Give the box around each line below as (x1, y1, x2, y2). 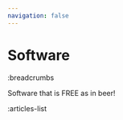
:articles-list (7, 103, 47, 113)
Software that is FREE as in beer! (7, 88, 116, 98)
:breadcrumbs (7, 73, 55, 82)
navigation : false (7, 11, 69, 20)
